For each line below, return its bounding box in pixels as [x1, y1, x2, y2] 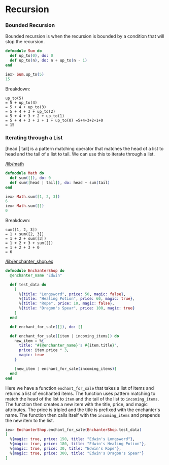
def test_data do [10, 282, 47, 287]
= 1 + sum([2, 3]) [5, 232, 44, 237]
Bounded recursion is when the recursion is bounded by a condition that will [5, 33, 164, 39]
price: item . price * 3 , [18, 348, 70, 353]
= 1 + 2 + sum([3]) [5, 236, 47, 241]
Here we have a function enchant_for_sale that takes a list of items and [5, 385, 154, 391]
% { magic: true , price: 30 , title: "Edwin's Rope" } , [10, 446, 122, 451]
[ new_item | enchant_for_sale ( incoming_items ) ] [14, 366, 117, 371]
